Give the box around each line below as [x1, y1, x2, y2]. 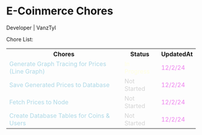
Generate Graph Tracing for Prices [9, 59, 106, 68]
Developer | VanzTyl [6, 24, 56, 31]
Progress [124, 67, 150, 76]
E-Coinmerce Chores [6, 4, 114, 18]
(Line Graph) [9, 67, 45, 76]
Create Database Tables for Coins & [9, 111, 110, 119]
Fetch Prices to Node [9, 98, 69, 106]
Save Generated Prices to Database [9, 80, 110, 89]
